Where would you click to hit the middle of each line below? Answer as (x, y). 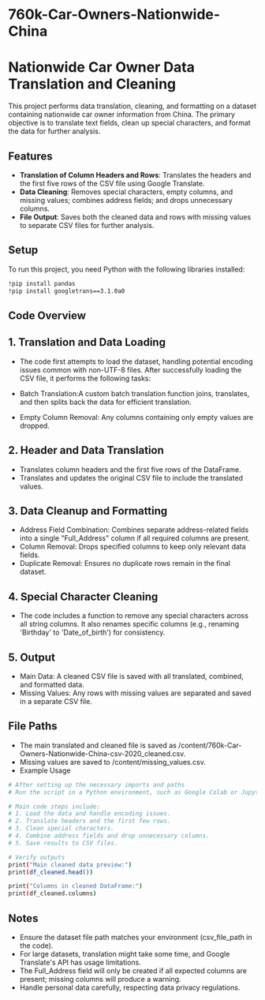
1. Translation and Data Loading (87, 342)
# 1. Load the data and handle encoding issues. (90, 814)
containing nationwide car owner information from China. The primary (121, 114)
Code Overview (47, 315)
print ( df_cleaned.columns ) (52, 893)
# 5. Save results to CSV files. (63, 843)
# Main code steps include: (54, 807)
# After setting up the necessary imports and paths (97, 785)
